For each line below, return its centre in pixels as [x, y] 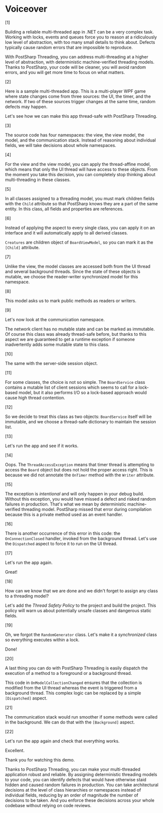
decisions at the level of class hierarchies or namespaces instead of [73, 790]
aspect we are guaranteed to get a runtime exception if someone [70, 339]
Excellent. [15, 750]
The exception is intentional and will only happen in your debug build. [75, 494]
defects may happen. [26, 107]
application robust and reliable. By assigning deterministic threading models [81, 774]
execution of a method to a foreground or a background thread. [69, 673]
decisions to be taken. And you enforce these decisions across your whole [80, 800]
